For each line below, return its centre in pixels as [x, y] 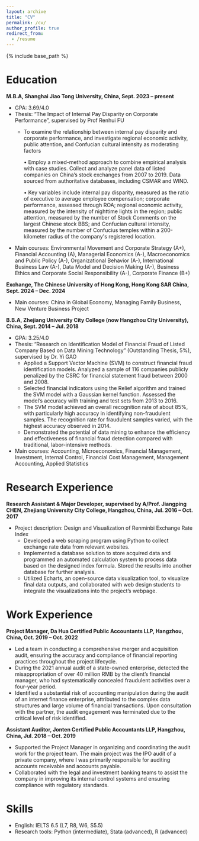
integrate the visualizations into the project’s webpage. [90, 591]
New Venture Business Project [52, 308]
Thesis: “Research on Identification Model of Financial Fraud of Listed [100, 344]
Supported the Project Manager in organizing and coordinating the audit [102, 747]
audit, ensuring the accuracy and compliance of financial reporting [96, 655]
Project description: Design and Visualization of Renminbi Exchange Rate [104, 528]
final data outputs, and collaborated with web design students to [102, 584]
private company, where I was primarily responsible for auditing [92, 760]
